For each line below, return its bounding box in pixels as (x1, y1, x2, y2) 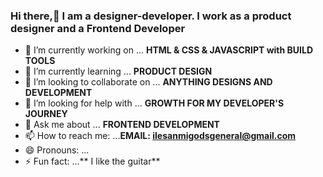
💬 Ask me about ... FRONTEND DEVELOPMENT (24, 119, 220, 131)
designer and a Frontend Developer (10, 21, 186, 35)
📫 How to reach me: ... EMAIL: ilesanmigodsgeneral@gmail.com (24, 130, 297, 142)
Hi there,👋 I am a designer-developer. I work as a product (10, 9, 292, 23)
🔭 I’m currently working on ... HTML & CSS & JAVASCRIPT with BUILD (24, 44, 314, 56)
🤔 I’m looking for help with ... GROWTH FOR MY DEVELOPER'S (24, 97, 285, 109)
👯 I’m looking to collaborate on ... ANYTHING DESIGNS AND (24, 76, 273, 88)
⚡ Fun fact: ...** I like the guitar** (24, 155, 161, 168)
